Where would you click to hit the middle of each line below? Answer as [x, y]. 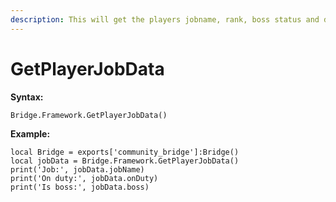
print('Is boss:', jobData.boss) [80, 187]
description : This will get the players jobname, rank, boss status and [165, 19]
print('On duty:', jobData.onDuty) [84, 178]
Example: [30, 133]
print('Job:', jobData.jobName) [77, 169]
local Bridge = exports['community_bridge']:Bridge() [125, 152]
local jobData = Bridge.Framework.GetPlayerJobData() [125, 161]
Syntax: [27, 97]
